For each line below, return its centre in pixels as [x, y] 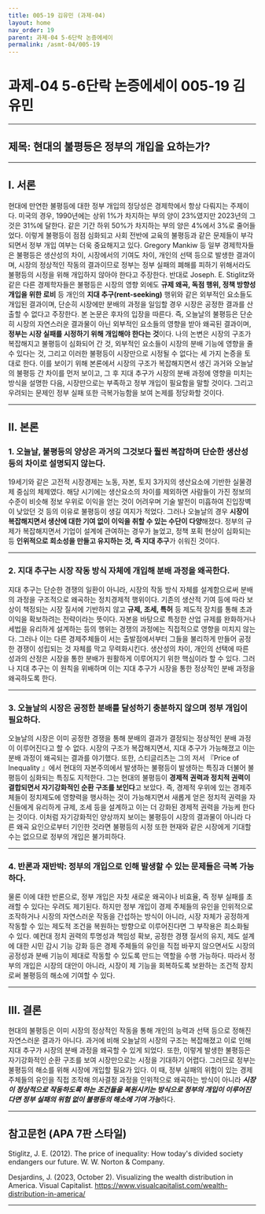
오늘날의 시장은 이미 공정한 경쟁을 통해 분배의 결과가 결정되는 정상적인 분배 [123, 738]
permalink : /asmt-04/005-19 [54, 45]
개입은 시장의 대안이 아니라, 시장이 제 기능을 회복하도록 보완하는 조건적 [131, 966]
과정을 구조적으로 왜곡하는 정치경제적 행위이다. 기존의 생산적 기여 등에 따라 [131, 599]
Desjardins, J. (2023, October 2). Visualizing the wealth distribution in [121, 1177]
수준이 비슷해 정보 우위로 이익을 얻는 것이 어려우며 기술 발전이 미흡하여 [116, 502]
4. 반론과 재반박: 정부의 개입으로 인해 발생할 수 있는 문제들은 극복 [123, 866]
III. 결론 [25, 1010]
